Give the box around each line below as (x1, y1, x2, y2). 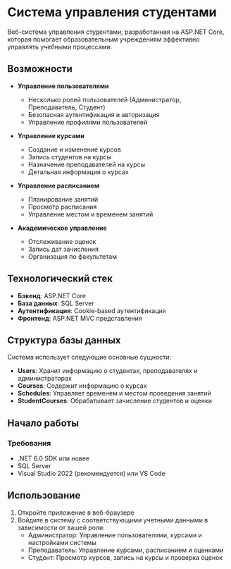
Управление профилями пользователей (27, 118, 148, 126)
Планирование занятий (27, 195, 99, 203)
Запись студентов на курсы (27, 152, 112, 161)
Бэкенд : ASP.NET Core (17, 291, 87, 300)
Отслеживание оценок (27, 237, 96, 245)
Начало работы (7, 417, 80, 429)
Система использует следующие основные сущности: (7, 353, 172, 362)
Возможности (7, 63, 73, 75)
